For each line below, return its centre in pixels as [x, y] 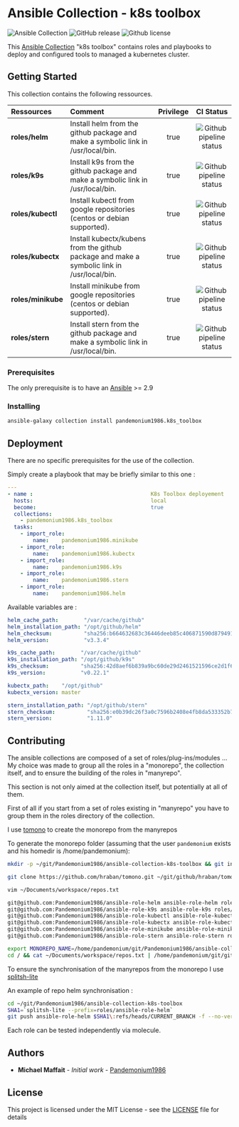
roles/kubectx [35, 256]
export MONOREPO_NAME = [41, 949]
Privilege [173, 111]
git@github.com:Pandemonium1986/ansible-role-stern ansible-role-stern [116, 936]
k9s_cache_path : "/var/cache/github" [74, 653]
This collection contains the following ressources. [80, 93]
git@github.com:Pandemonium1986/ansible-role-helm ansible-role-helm [113, 903]
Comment [87, 111]
